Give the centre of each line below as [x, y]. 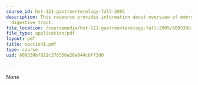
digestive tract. [33, 22]
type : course [22, 50]
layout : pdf [21, 39]
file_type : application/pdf [41, 33]
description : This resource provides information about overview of [92, 17]
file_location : [25, 28]
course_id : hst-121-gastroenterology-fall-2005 [66, 11]
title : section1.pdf [32, 45]
